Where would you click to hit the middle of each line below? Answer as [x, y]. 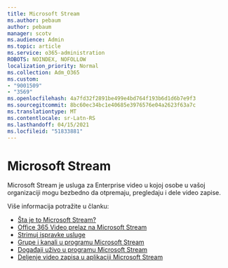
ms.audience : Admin [36, 40]
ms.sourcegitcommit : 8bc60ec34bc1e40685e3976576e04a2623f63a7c [102, 105]
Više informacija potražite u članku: [58, 206]
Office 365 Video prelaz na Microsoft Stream [82, 227]
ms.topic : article [34, 46]
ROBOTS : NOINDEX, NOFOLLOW [47, 60]
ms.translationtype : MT [42, 112]
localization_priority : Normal [53, 66]
